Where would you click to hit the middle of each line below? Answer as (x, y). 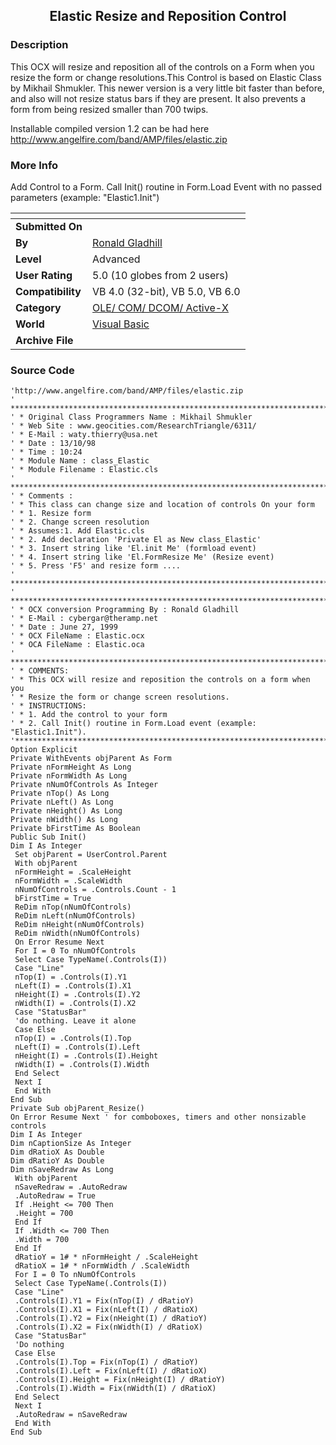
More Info (34, 165)
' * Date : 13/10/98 (53, 444)
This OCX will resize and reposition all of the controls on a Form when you (162, 66)
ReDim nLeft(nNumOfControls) (75, 916)
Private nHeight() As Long (66, 811)
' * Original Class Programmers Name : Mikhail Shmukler (131, 417)
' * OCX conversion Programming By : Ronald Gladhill (125, 610)
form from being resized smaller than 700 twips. (109, 109)
